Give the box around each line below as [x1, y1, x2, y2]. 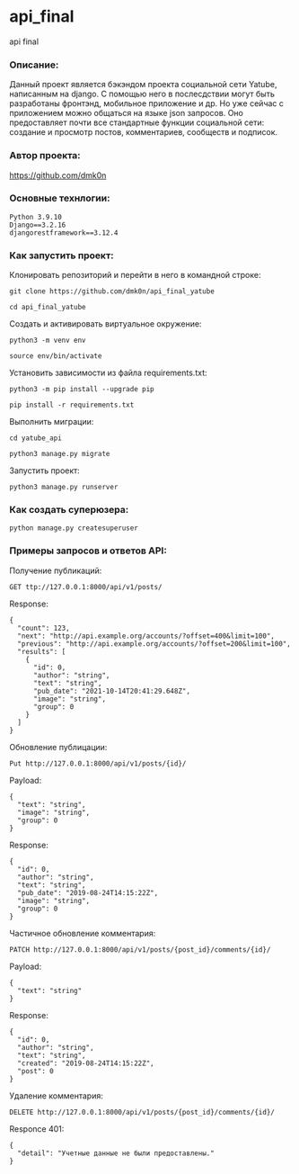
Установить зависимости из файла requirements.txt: [9, 367, 207, 379]
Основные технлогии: [9, 192, 110, 204]
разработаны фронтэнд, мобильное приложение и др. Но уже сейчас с [9, 98, 285, 109]
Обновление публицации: [9, 741, 108, 752]
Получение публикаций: [9, 565, 102, 576]
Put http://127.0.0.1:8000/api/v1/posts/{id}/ [9, 758, 187, 768]
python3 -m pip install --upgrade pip [9, 385, 154, 394]
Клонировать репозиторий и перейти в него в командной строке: [9, 270, 261, 281]
